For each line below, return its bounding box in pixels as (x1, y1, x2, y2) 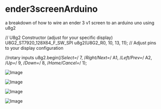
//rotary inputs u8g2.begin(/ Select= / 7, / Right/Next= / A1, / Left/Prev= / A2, (5, 54, 153, 60)
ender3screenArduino (5, 3, 98, 15)
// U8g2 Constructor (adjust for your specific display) (5, 35, 113, 40)
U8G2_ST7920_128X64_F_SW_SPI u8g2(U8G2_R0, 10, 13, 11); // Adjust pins (5, 39, 157, 45)
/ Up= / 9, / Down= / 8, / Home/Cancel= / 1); (5, 60, 87, 66)
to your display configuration (5, 45, 64, 51)
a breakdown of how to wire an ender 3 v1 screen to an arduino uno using (5, 20, 155, 26)
